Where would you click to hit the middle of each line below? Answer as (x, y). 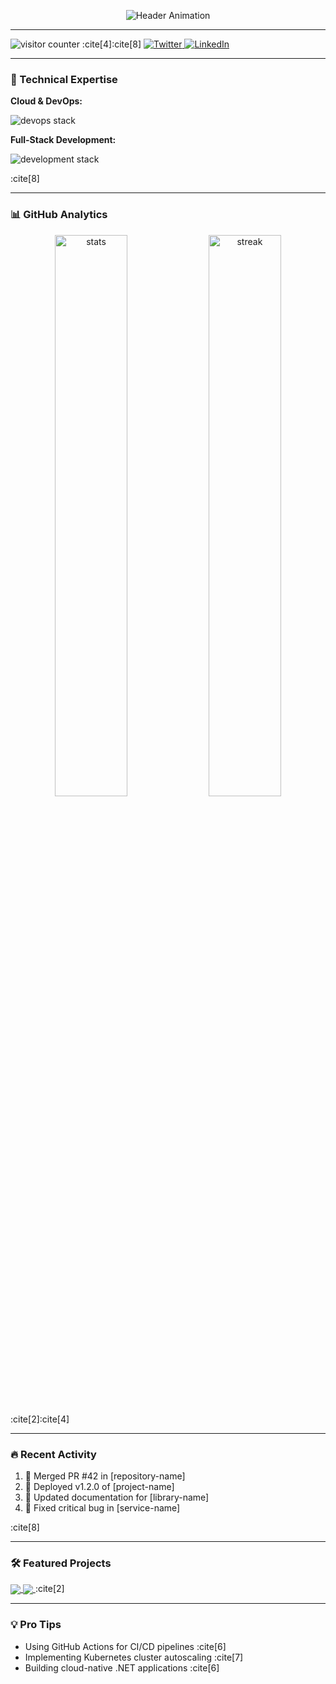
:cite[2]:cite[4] (40, 1419)
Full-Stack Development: (63, 140)
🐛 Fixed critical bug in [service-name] (102, 1507)
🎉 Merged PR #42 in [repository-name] (105, 1476)
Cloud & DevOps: (46, 101)
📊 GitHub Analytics (59, 215)
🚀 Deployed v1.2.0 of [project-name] (99, 1486)
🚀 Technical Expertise (64, 79)
